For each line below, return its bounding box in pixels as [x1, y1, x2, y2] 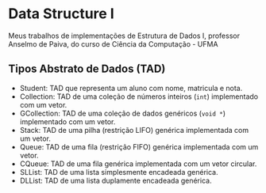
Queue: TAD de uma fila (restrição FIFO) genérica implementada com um [19, 142, 259, 151]
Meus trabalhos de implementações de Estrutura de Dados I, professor [8, 31, 241, 40]
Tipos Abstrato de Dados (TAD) [8, 62, 166, 76]
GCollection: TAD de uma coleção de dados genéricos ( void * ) [19, 108, 226, 118]
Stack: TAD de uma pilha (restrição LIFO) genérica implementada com [19, 125, 249, 134]
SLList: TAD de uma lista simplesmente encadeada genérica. [19, 167, 218, 176]
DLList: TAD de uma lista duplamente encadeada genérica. [19, 176, 212, 185]
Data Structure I [8, 5, 115, 23]
